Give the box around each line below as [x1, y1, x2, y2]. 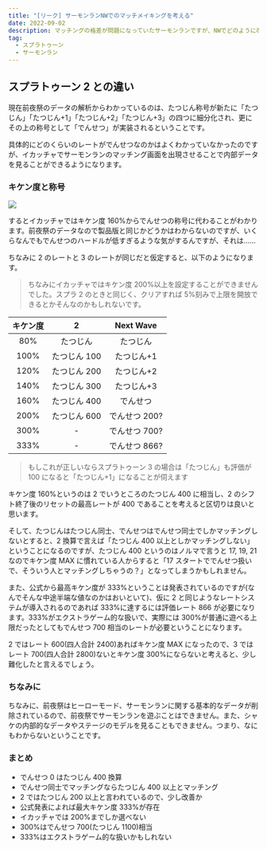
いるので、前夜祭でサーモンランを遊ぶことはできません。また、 [35, 710, 245, 721]
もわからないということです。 [8, 730, 106, 741]
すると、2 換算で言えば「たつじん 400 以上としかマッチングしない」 [29, 536, 254, 546]
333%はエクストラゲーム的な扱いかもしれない [19, 831, 172, 841]
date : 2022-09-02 [8, 19, 66, 27]
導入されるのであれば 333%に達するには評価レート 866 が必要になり [29, 603, 256, 612]
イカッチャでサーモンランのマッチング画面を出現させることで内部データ [21, 149, 259, 159]
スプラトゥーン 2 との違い [8, 80, 134, 94]
